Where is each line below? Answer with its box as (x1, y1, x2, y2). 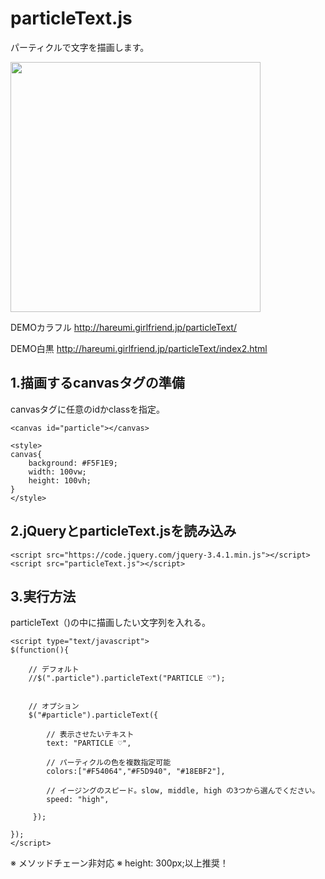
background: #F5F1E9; (28, 458, 118, 468)
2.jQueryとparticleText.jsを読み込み (10, 523, 237, 540)
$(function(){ (10, 645, 70, 656)
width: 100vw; (28, 467, 87, 477)
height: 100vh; (28, 475, 92, 486)
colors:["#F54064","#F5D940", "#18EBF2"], (46, 767, 226, 777)
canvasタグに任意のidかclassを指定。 (10, 403, 166, 415)
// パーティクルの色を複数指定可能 (46, 758, 172, 768)
